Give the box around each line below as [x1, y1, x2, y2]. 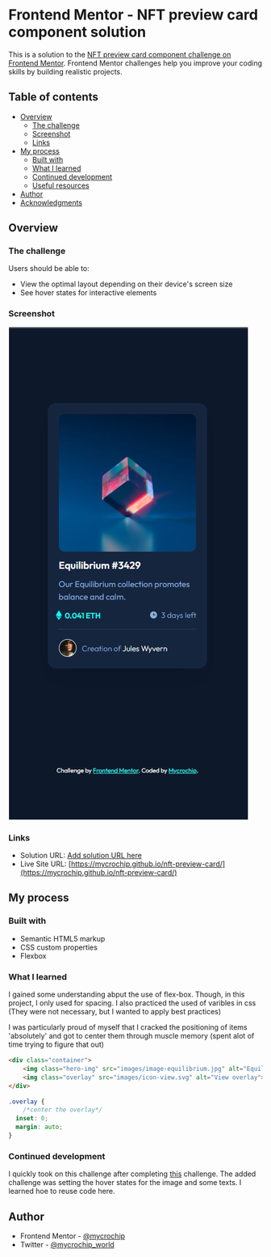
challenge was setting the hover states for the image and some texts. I [8, 1178, 242, 1187]
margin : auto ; [15, 1123, 63, 1132]
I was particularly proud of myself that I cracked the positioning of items [8, 1022, 248, 1032]
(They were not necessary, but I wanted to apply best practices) [8, 1007, 222, 1017]
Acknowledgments [19, 197, 83, 207]
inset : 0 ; [15, 1115, 48, 1123]
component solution [8, 23, 147, 41]
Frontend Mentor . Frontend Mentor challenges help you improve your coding [8, 58, 263, 68]
